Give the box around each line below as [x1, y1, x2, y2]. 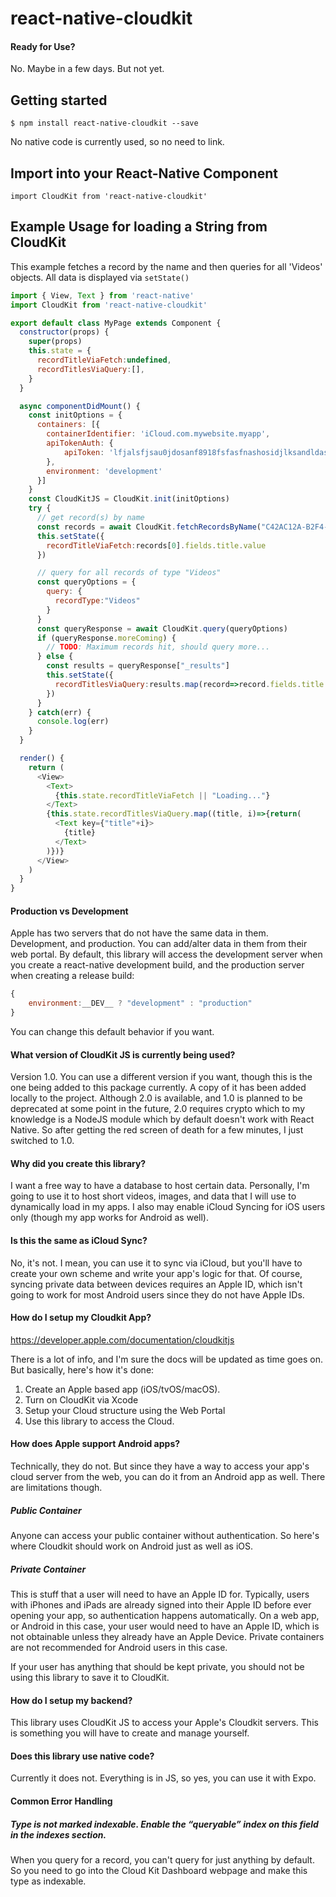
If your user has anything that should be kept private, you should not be [10, 1660, 305, 1672]
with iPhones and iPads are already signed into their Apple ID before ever [10, 1598, 312, 1611]
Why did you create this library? [10, 1157, 147, 1169]
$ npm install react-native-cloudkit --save [10, 118, 199, 129]
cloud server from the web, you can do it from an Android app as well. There [10, 1471, 326, 1483]
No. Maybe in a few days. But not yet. [10, 63, 165, 75]
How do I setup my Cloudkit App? [10, 1312, 152, 1324]
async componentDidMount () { [19, 401, 141, 411]
